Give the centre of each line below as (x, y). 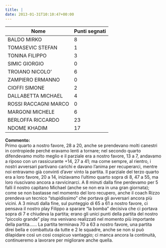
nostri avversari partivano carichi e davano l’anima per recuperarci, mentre (81, 166)
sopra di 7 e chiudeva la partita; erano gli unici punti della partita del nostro (82, 214)
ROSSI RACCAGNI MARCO (38, 103)
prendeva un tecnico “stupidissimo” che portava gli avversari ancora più (79, 198)
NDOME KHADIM (28, 128)
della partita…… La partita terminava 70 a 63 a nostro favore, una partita (79, 224)
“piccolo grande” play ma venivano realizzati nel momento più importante (80, 219)
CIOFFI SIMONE (26, 88)
